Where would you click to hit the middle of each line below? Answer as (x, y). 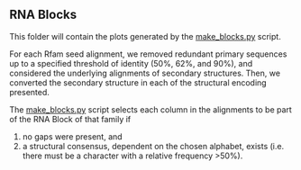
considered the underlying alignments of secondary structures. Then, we (145, 73)
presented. (29, 92)
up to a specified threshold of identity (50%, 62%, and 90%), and (131, 63)
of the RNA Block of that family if (70, 119)
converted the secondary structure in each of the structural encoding (138, 82)
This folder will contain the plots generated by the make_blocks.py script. (145, 36)
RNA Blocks (43, 15)
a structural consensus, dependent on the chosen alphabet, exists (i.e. (153, 146)
